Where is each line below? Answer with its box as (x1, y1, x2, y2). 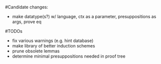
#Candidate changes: (5, 4, 48, 10)
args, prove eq (12, 19, 41, 24)
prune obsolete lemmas (12, 48, 60, 54)
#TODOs (5, 28, 23, 34)
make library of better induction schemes (12, 43, 95, 48)
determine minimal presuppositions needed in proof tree (12, 53, 126, 59)
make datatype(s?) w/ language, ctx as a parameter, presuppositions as (12, 14, 157, 19)
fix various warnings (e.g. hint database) (12, 38, 94, 43)
